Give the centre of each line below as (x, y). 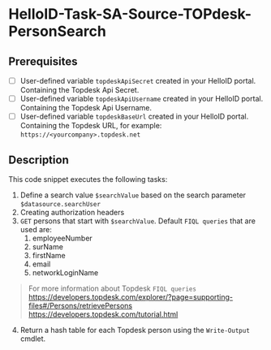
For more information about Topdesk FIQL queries (112, 288)
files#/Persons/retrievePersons (80, 306)
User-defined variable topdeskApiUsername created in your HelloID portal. (142, 99)
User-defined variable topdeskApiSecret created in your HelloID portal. (138, 81)
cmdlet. (33, 339)
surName (47, 247)
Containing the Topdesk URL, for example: (91, 126)
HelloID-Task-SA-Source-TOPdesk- (130, 14)
